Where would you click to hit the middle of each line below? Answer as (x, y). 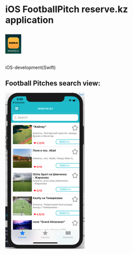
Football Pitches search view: (53, 83)
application (30, 20)
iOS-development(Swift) (30, 67)
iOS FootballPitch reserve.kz (67, 9)
